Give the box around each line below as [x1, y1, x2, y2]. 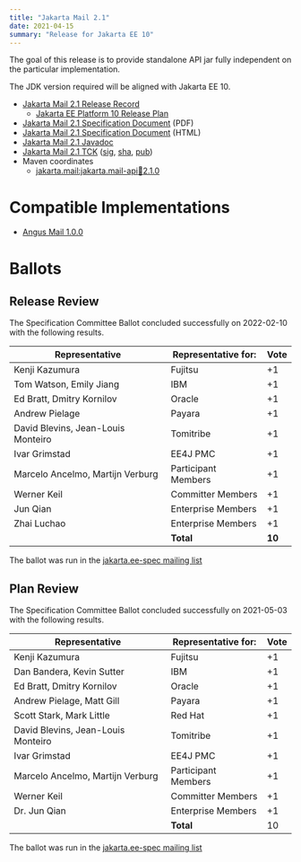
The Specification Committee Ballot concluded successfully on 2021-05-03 [9, 605, 288, 616]
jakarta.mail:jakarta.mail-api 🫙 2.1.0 [35, 165, 160, 176]
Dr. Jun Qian [13, 805, 67, 817]
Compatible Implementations [9, 197, 230, 217]
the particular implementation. [9, 64, 121, 75]
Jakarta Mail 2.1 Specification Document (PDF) [21, 118, 194, 128]
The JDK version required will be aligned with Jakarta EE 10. [9, 82, 231, 92]
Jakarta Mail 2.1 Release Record [21, 99, 141, 110]
